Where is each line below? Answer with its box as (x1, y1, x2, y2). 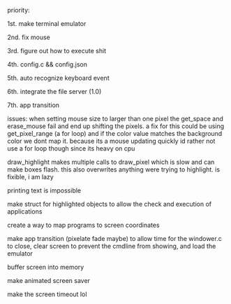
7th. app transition (7, 101, 60, 109)
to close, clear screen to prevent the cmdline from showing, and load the (7, 242, 216, 250)
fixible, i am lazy (7, 173, 54, 181)
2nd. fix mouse (7, 33, 50, 41)
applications (7, 207, 43, 216)
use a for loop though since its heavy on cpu (7, 144, 135, 153)
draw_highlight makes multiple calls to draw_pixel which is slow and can (7, 158, 215, 166)
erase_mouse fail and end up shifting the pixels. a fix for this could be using (7, 122, 225, 130)
